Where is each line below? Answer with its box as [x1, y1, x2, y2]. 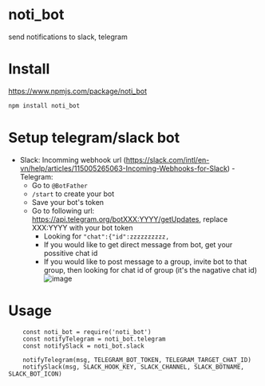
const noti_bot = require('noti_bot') [22, 328, 152, 336]
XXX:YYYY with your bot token [31, 223, 133, 232]
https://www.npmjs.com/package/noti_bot [8, 86, 148, 96]
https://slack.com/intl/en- [125, 155, 210, 164]
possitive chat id [43, 248, 98, 258]
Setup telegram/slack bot [8, 128, 180, 147]
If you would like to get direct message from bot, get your [43, 239, 233, 249]
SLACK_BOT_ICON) [8, 369, 62, 378]
